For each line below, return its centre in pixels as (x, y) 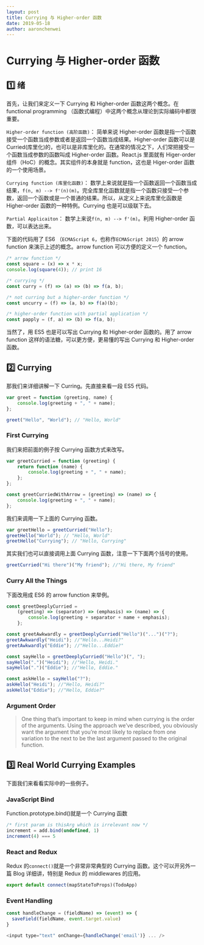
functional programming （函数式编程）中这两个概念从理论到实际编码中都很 (101, 111)
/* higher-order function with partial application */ (77, 314)
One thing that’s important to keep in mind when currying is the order (108, 719)
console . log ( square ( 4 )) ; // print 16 (54, 270)
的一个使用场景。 (28, 170)
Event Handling (30, 901)
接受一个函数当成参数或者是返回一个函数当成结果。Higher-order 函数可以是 (101, 139)
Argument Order (31, 706)
